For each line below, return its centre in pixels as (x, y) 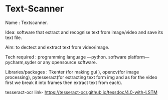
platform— (138, 57)
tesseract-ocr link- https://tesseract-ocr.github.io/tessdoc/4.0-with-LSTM (81, 92)
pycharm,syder (21, 62)
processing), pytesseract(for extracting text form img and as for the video (81, 77)
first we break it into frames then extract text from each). (64, 82)
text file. (14, 37)
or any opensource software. (67, 62)
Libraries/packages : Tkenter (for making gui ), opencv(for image (72, 72)
